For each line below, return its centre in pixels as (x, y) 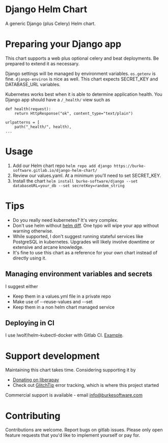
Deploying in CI (30, 323)
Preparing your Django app (63, 44)
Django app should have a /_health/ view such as (58, 99)
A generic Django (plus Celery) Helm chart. (50, 23)
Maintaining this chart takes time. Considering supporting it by (71, 370)
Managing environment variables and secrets (79, 274)
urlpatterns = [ (22, 122)
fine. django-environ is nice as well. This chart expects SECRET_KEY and (82, 79)
